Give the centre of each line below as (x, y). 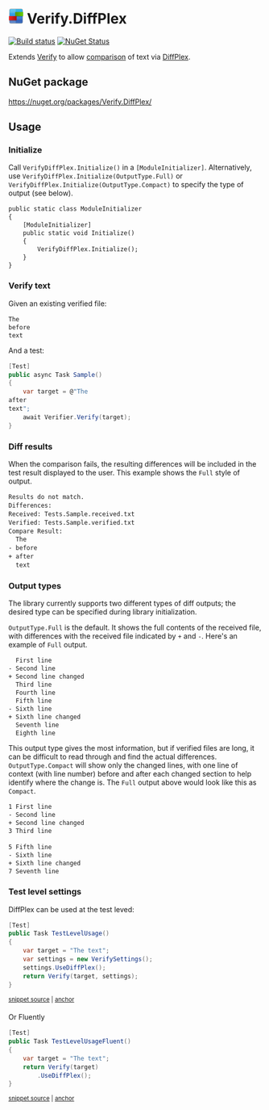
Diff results (31, 446)
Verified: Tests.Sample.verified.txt (72, 522)
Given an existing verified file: (58, 304)
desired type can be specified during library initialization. (103, 612)
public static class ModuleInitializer (75, 209)
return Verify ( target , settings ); (81, 976)
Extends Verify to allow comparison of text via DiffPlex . (99, 57)
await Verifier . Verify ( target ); (77, 417)
